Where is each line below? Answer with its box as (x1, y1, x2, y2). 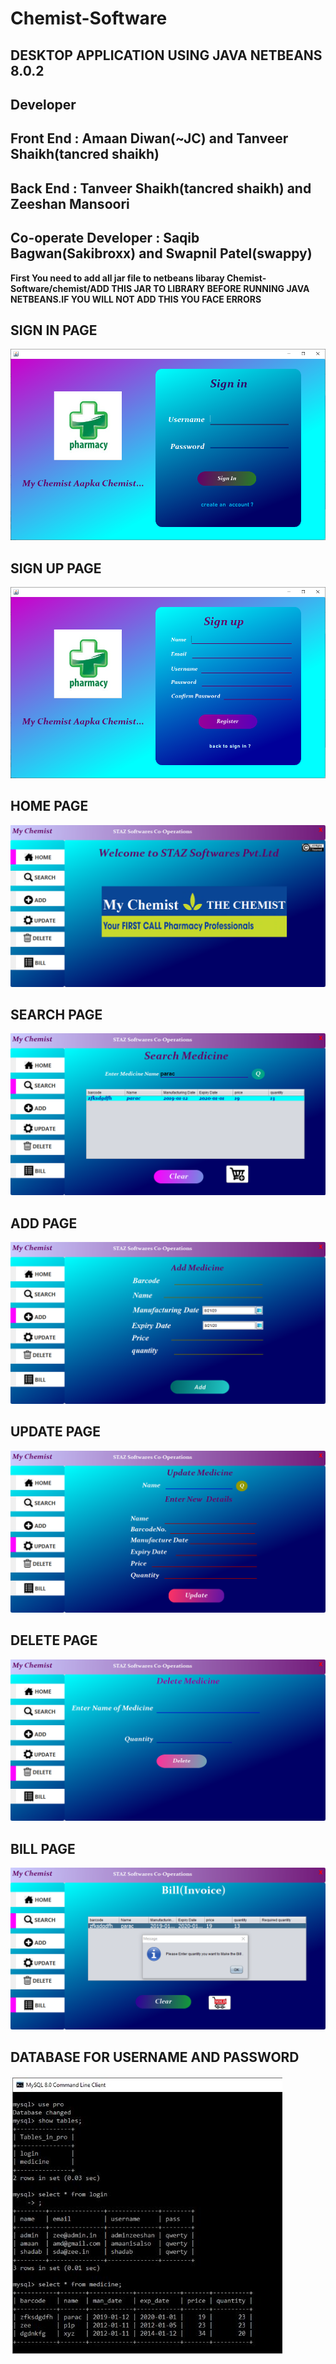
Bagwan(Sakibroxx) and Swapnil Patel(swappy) (10, 245, 313, 262)
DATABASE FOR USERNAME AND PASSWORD (10, 2049, 300, 2066)
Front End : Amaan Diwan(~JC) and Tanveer (10, 130, 289, 147)
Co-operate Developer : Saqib (10, 230, 200, 247)
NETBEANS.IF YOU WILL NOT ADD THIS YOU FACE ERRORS (10, 293, 262, 305)
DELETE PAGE (10, 1632, 98, 1649)
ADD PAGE (10, 1215, 78, 1232)
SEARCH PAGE (10, 1006, 103, 1023)
